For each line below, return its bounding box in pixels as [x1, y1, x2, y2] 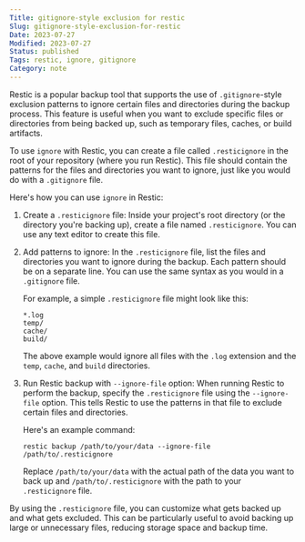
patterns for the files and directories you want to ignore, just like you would [9, 165, 291, 176]
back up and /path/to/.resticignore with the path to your [22, 475, 242, 487]
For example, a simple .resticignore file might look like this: [22, 293, 249, 304]
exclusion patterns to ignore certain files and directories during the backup [9, 98, 290, 109]
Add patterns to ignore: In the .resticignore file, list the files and [22, 246, 266, 257]
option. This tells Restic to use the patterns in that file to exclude [41, 396, 282, 407]
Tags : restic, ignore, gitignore [9, 55, 137, 65]
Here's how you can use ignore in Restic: [9, 192, 164, 203]
